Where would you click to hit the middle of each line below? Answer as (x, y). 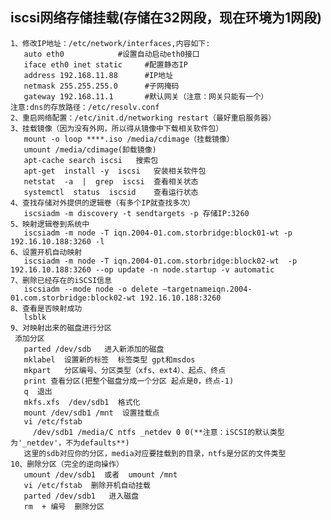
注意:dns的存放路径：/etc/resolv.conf (85, 107)
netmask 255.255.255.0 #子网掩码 (101, 86)
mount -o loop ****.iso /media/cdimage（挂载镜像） (129, 139)
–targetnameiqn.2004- (207, 289)
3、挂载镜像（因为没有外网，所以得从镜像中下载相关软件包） (117, 128)
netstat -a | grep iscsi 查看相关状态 (111, 181)
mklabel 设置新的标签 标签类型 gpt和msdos (109, 359)
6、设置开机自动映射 (46, 252)
